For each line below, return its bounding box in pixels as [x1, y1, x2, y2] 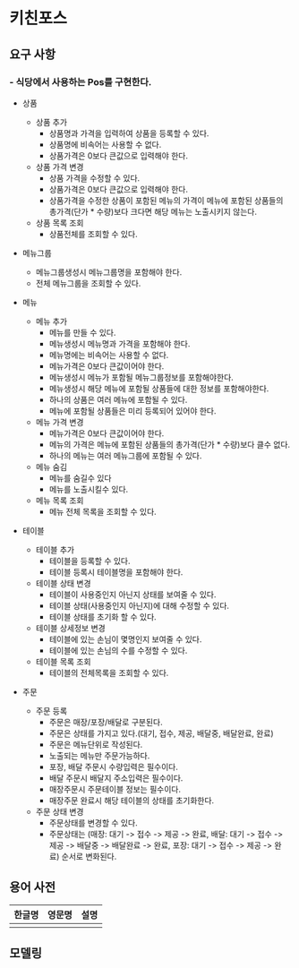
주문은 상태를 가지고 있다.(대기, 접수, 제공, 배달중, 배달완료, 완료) [48, 727, 275, 739]
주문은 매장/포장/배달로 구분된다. [48, 716, 163, 727]
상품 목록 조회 [35, 217, 84, 228]
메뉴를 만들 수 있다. [48, 327, 116, 338]
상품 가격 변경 [35, 161, 84, 172]
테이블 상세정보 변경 [35, 622, 106, 633]
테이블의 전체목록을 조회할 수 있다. [48, 667, 169, 678]
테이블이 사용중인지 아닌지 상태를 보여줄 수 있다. [48, 588, 217, 600]
